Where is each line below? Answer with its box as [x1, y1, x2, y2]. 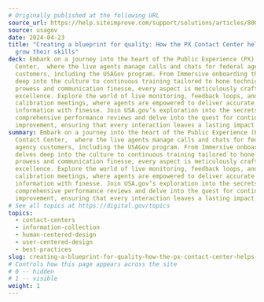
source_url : [8, 19, 47, 27]
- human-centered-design [15, 231, 97, 239]
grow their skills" [15, 48, 79, 56]
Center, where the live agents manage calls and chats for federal [15, 63, 244, 71]
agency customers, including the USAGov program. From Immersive [15, 143, 234, 151]
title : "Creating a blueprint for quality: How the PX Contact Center [8, 41, 244, 49]
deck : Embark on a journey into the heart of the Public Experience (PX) [8, 56, 255, 64]
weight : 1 [8, 282, 41, 290]
